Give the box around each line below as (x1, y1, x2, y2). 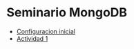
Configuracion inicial (16, 27, 75, 35)
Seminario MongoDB (6, 5, 128, 20)
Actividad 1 (16, 34, 48, 42)
